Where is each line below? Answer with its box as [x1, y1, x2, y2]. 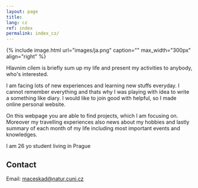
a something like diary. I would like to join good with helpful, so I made [6, 95, 177, 102]
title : [6, 14, 22, 20]
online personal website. [6, 101, 66, 108]
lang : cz [6, 19, 28, 25]
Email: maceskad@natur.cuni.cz [6, 175, 84, 182]
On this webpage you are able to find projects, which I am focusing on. [6, 113, 178, 120]
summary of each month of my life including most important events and [6, 125, 180, 132]
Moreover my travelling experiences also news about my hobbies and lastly [6, 118, 190, 126]
